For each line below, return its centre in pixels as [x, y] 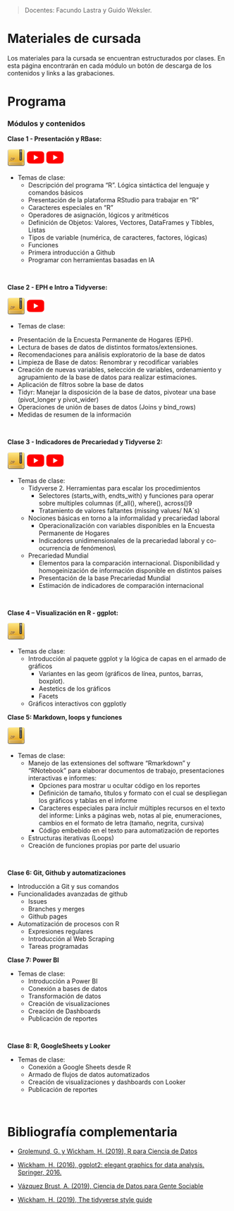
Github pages [48, 916]
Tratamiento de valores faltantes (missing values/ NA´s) [119, 511]
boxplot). [51, 681]
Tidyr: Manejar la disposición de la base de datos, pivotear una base [117, 392]
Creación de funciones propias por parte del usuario [104, 846]
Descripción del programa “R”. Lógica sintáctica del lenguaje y [119, 185]
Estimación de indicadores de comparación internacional [121, 586]
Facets [48, 696]
